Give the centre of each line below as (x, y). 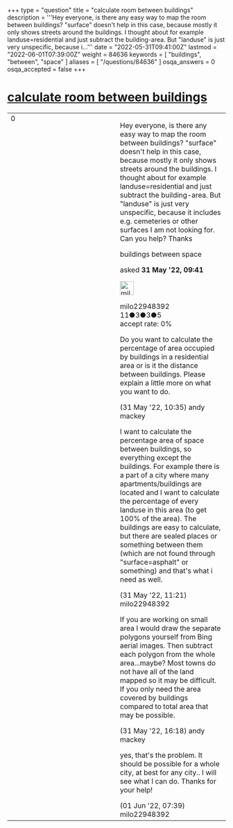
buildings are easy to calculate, (171, 527)
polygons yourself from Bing (166, 637)
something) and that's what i (166, 571)
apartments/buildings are (161, 484)
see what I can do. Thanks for (168, 781)
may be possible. (148, 715)
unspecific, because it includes (171, 212)
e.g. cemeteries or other (159, 221)
